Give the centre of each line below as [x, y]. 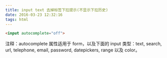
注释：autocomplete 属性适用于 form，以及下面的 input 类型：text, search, [83, 44]
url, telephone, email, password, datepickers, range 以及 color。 [73, 50]
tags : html [17, 19]
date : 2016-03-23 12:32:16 [34, 15]
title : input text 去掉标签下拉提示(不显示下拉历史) [57, 10]
